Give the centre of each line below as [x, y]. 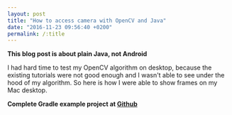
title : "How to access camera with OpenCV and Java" [87, 21]
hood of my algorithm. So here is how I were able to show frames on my [112, 83]
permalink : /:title [36, 34]
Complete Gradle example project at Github [72, 104]
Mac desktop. [27, 90]
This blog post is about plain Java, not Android [77, 54]
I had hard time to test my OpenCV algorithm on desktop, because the [110, 67]
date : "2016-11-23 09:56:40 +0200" [60, 27]
